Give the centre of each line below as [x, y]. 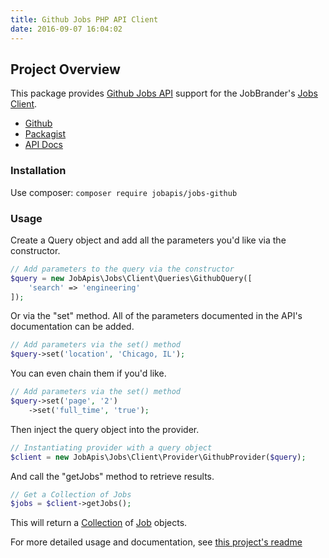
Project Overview [65, 69]
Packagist [45, 134]
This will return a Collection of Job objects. [99, 523]
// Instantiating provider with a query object [111, 447]
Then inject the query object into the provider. [105, 429]
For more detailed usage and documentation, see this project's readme [156, 542]
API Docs [43, 145]
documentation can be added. [72, 327]
